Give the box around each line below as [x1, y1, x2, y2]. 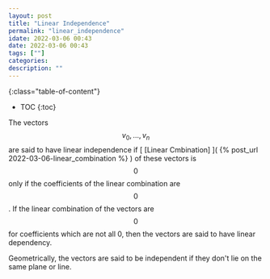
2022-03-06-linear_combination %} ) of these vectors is [8, 153, 196, 163]
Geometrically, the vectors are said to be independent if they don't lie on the [8, 253, 263, 263]
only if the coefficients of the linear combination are [8, 178, 181, 188]
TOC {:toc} [19, 102, 57, 111]
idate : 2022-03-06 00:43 [8, 34, 92, 43]
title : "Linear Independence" [8, 19, 111, 27]
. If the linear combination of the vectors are [8, 203, 155, 214]
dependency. [8, 237, 53, 247]
